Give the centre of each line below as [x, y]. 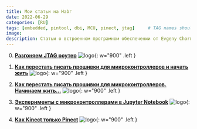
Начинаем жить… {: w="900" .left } [67, 91]
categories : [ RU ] [27, 22]
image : [14, 33]
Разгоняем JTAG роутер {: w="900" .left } [75, 55]
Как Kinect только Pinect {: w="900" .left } [76, 120]
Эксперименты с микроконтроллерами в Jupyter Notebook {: [102, 102]
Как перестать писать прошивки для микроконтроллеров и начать [101, 67]
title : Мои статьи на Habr [39, 11]
